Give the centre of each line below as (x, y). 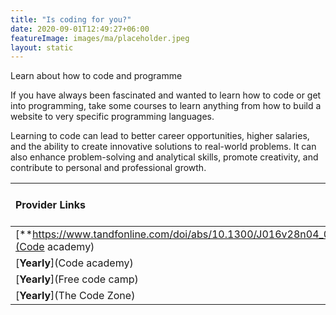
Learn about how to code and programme (96, 76)
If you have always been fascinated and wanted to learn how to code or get (166, 95)
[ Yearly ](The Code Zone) (75, 296)
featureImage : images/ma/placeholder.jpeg (100, 38)
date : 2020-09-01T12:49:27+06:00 (80, 29)
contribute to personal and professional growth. (108, 168)
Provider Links (50, 205)
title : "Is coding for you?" (71, 19)
